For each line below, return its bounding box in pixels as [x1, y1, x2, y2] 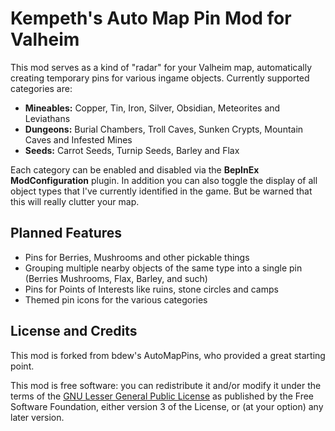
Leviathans [24, 112, 71, 124]
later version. [10, 411, 65, 423]
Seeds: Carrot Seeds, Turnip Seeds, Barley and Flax [24, 144, 240, 156]
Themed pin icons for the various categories [24, 293, 208, 306]
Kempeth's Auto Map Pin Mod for [10, 7, 292, 30]
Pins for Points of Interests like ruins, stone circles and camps [24, 283, 279, 295]
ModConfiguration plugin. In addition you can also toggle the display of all [10, 174, 318, 186]
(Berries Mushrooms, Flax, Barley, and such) [24, 272, 208, 284]
